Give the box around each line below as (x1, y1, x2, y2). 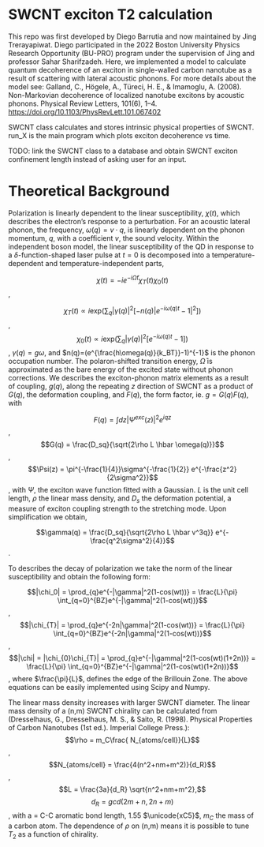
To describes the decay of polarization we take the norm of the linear (8, 563, 232, 573)
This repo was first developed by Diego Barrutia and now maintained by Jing (8, 32, 257, 41)
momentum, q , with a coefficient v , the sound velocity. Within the (8, 233, 219, 242)
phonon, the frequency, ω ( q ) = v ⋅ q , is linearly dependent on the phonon (8, 225, 246, 234)
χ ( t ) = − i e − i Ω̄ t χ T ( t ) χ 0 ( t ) (95, 274, 169, 287)
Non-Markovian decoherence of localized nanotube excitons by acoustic (8, 90, 245, 99)
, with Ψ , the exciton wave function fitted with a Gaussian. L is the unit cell (8, 485, 249, 494)
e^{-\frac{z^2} (191, 464, 237, 474)
